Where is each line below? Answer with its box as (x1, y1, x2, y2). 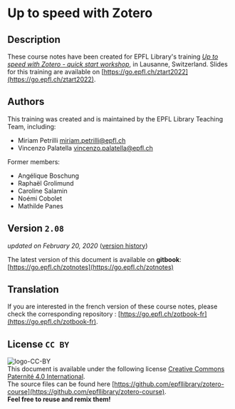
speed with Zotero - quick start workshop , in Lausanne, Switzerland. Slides (7, 60, 228, 69)
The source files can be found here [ (7, 380, 115, 388)
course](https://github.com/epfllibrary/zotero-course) (7, 388, 165, 396)
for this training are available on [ (7, 68, 105, 76)
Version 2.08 (7, 223, 64, 235)
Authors (7, 96, 45, 108)
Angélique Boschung (17, 171, 80, 180)
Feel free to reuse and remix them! (7, 395, 111, 404)
